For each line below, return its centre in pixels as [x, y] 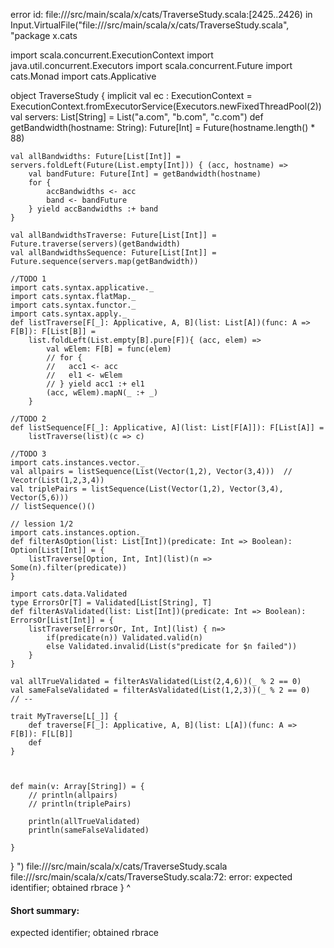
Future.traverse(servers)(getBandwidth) [96, 244]
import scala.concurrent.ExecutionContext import [112, 55]
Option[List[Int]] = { [57, 550]
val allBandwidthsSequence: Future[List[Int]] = [113, 253]
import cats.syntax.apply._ [69, 314]
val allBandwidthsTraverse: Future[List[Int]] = [113, 235]
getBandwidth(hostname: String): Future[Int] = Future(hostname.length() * [163, 127]
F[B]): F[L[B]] [42, 734]
